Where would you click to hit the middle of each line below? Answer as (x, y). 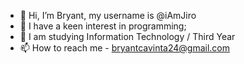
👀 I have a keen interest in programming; (103, 26)
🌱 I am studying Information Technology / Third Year (127, 36)
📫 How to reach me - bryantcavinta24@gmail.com (125, 48)
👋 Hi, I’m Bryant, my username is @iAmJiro (108, 15)
